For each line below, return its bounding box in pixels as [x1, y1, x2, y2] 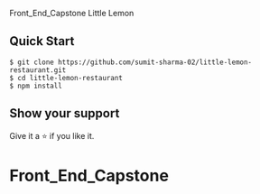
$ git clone [9, 58, 54, 67]
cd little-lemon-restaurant [17, 73, 124, 82]
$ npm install [9, 81, 63, 90]
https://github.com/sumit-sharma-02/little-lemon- [57, 58, 253, 67]
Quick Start [9, 33, 75, 49]
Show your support [9, 106, 120, 121]
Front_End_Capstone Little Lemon [9, 8, 135, 18]
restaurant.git [9, 65, 67, 75]
